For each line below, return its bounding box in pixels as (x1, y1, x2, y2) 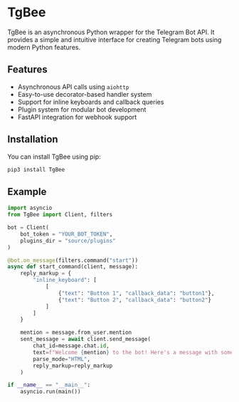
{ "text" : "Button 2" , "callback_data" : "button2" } (58, 296, 212, 303)
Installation (7, 133, 58, 146)
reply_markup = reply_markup (33, 362, 113, 369)
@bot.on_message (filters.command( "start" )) (7, 257, 139, 264)
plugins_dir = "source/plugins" (20, 237, 116, 244)
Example (7, 186, 47, 198)
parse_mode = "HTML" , (33, 355, 91, 363)
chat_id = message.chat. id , (33, 342, 110, 349)
